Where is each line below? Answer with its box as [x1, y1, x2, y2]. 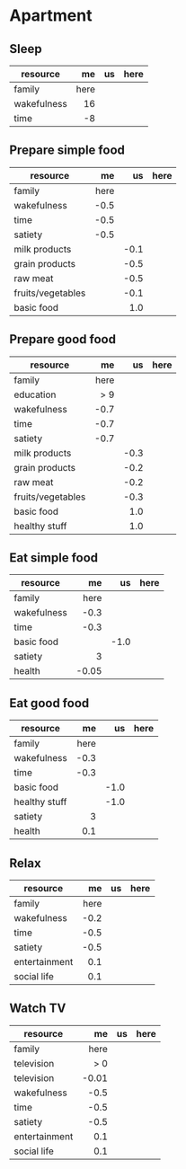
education [13, 388, 57, 401]
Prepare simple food [9, 143, 126, 158]
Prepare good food [9, 332, 117, 347]
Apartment [9, 5, 93, 26]
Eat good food [9, 695, 90, 711]
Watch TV [9, 1001, 66, 1016]
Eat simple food [9, 550, 99, 566]
